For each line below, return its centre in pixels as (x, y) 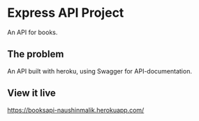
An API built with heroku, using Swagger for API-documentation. (99, 71)
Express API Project (66, 13)
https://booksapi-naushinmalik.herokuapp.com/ (76, 110)
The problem (36, 54)
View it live (31, 93)
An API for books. (32, 32)
